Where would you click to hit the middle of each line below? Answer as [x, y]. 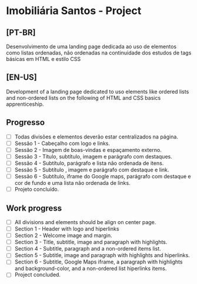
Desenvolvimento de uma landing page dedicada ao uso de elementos [91, 46]
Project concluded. [37, 275]
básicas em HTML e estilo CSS [44, 59]
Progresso [26, 122]
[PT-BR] [21, 33]
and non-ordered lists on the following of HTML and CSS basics [84, 97]
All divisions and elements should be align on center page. [85, 222]
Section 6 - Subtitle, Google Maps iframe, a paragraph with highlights [98, 262]
